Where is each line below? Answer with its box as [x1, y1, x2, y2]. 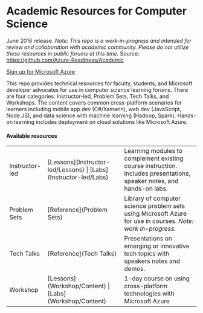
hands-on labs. [124, 184, 168, 193]
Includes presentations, [124, 169, 191, 178]
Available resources [6, 132, 57, 140]
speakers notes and [124, 257, 180, 265]
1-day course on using [124, 274, 190, 283]
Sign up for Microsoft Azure [6, 68, 76, 75]
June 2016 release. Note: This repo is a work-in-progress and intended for [6, 37, 192, 44]
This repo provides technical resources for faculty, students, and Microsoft [6, 80, 193, 87]
